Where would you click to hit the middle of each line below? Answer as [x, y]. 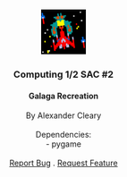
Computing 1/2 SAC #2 [63, 74]
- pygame [63, 144]
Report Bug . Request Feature [63, 163]
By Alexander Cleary [63, 115]
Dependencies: [63, 135]
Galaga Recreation [63, 96]
